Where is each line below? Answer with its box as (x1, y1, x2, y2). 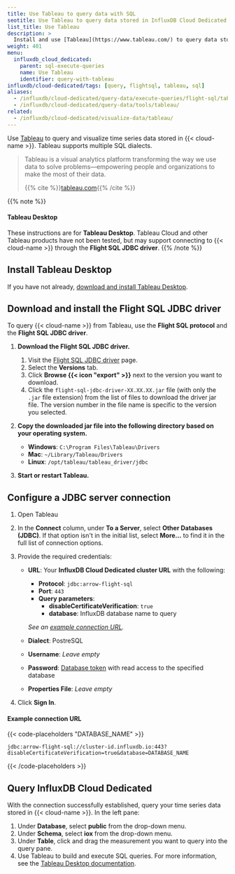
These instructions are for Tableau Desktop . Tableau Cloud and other (7, 229, 208, 237)
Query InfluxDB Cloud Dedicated (7, 782, 152, 794)
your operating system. (17, 429, 87, 438)
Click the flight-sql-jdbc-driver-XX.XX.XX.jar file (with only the (27, 386, 217, 394)
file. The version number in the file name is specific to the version (27, 401, 217, 409)
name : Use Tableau (20, 69, 73, 76)
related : (7, 108, 33, 115)
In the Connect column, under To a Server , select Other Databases (17, 524, 213, 532)
